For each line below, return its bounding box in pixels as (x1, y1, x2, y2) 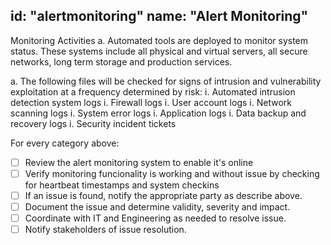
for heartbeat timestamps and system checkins (24, 179, 220, 191)
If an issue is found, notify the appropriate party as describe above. (24, 189, 303, 201)
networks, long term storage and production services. (10, 55, 233, 68)
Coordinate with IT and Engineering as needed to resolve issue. (24, 212, 287, 224)
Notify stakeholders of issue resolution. (24, 224, 187, 236)
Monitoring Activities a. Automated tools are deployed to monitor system (10, 34, 309, 46)
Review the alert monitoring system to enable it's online (24, 156, 254, 168)
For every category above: (10, 137, 120, 149)
